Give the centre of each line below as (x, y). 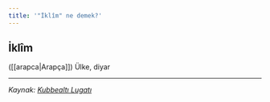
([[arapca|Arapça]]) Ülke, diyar (59, 67)
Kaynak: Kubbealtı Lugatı (50, 90)
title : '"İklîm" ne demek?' (55, 16)
